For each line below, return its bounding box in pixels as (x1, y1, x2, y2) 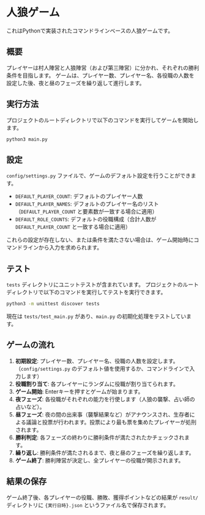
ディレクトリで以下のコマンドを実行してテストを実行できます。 (6, 289, 166, 296)
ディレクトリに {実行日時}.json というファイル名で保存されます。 (6, 501, 170, 508)
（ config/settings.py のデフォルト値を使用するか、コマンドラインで (15, 365, 190, 372)
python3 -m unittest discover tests (6, 301, 100, 307)
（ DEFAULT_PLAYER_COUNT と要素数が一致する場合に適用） (15, 208, 158, 215)
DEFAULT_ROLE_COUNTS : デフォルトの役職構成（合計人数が (15, 215, 157, 223)
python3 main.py (6, 136, 48, 143)
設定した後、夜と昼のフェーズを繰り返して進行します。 (6, 79, 145, 86)
